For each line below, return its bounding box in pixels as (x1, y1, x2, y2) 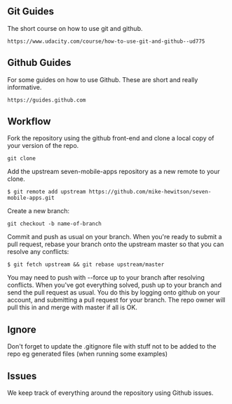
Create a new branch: (7, 207, 70, 215)
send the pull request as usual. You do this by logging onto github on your (7, 288, 221, 297)
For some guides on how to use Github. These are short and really (7, 75, 198, 83)
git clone (7, 155, 36, 162)
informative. (7, 83, 42, 91)
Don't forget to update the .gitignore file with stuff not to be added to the (7, 342, 217, 351)
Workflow (7, 116, 51, 128)
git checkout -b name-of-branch (7, 220, 102, 227)
